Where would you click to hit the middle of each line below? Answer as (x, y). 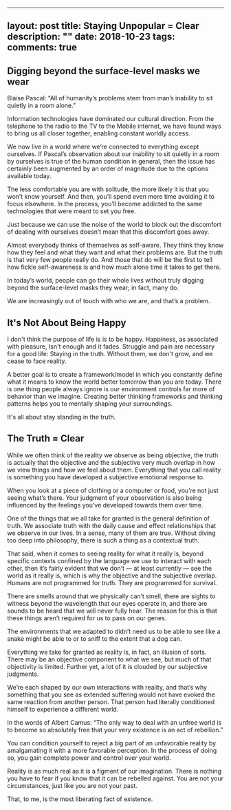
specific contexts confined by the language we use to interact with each (109, 560)
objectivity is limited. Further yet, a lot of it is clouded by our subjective (107, 666)
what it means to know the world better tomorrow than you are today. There (114, 382)
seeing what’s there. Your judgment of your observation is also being (104, 497)
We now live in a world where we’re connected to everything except (103, 147)
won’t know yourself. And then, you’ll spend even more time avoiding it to (111, 197)
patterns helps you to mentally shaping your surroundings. (90, 404)
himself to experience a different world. (63, 709)
